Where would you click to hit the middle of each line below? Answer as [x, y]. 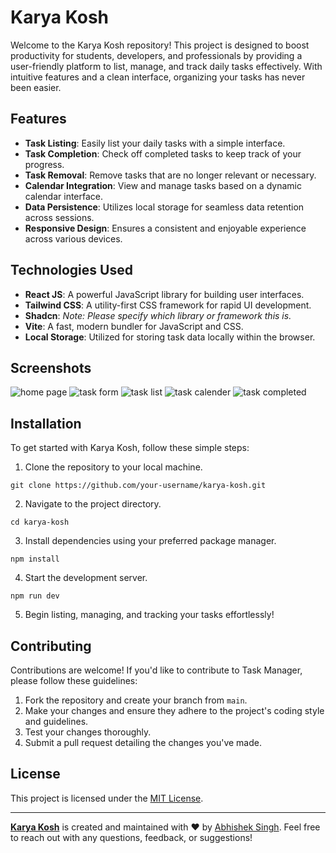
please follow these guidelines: [74, 680]
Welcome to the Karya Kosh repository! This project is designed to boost [160, 45]
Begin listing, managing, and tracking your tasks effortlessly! [149, 615]
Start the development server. [86, 578]
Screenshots [51, 367]
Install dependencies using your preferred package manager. [150, 541]
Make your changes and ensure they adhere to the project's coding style [174, 710]
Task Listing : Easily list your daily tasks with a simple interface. [155, 143]
